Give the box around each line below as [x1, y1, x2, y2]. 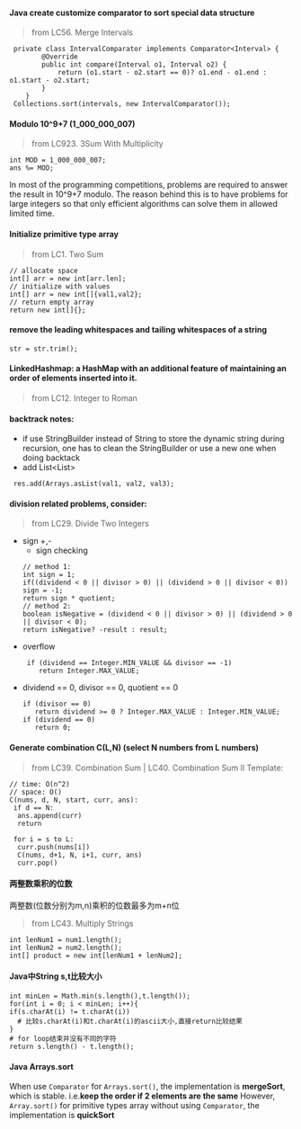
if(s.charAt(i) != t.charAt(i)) [9, 1008, 130, 1017]
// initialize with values [9, 281, 111, 291]
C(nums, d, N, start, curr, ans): [9, 796, 139, 805]
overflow [22, 641, 56, 652]
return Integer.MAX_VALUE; [39, 666, 140, 676]
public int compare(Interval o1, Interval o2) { [41, 60, 227, 69]
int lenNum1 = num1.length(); [9, 935, 123, 944]
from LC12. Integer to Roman [31, 393, 137, 404]
